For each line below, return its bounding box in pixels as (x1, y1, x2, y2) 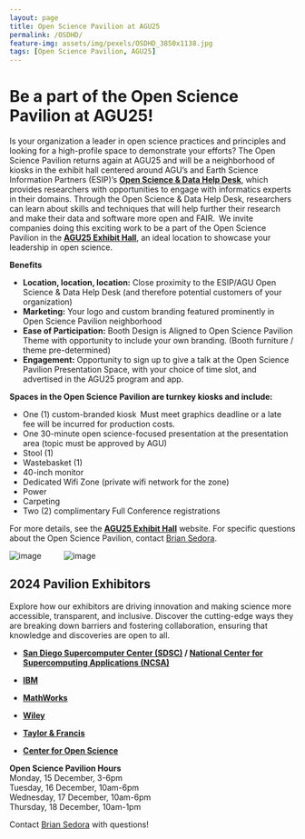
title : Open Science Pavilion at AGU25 (9, 22, 161, 31)
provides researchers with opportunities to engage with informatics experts (9, 184, 292, 195)
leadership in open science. (9, 242, 113, 253)
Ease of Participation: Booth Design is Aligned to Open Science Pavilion (22, 325, 293, 336)
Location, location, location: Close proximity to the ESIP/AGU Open (22, 277, 277, 288)
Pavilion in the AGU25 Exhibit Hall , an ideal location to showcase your (9, 233, 271, 244)
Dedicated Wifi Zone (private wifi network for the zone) (22, 476, 230, 487)
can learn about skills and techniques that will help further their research (9, 204, 281, 215)
